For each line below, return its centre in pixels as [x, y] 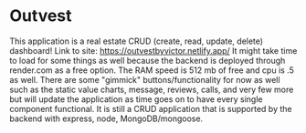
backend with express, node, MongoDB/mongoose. [106, 118]
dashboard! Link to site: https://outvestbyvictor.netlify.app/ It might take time [153, 50]
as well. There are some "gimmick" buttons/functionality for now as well [145, 79]
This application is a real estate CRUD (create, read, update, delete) [136, 41]
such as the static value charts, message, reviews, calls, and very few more [152, 89]
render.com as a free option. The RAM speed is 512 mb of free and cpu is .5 [152, 70]
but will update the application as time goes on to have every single [136, 99]
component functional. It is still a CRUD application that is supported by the [151, 108]
